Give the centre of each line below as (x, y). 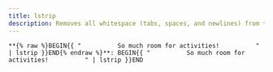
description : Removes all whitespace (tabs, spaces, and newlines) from (134, 23)
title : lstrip (32, 16)
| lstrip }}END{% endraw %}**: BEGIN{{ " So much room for (127, 53)
